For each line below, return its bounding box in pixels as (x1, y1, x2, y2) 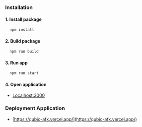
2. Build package (5, 38, 41, 44)
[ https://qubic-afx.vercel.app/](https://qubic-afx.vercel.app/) (12, 116, 138, 122)
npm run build (9, 49, 39, 54)
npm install (9, 27, 35, 32)
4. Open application (5, 81, 47, 87)
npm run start (9, 71, 39, 76)
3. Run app (5, 60, 28, 65)
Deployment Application (5, 105, 66, 112)
